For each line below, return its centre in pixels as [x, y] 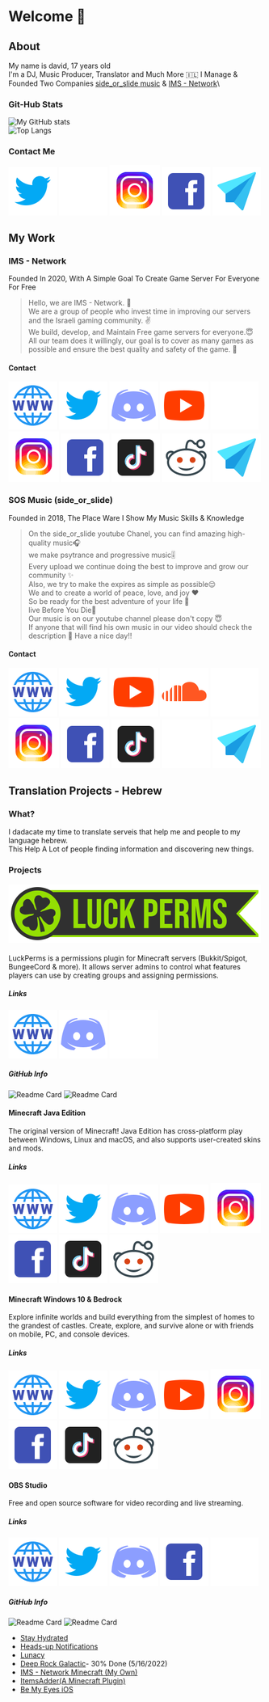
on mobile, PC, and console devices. [69, 1334]
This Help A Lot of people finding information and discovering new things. [131, 849]
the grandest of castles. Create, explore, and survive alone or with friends [131, 1326]
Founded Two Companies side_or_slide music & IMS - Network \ [114, 83]
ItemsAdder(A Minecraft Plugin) [73, 1681]
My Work [32, 238]
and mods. [26, 1148]
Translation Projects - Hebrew [86, 791]
